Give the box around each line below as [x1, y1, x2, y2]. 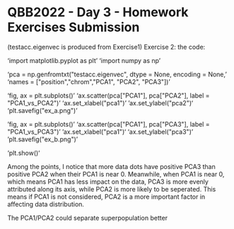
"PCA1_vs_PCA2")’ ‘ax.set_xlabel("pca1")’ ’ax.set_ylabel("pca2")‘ [7, 98, 193, 107]
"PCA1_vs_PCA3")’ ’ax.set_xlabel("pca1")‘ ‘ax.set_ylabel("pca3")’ [7, 127, 194, 136]
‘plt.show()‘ [7, 148, 40, 157]
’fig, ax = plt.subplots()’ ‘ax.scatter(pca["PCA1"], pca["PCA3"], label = [7, 119, 210, 128]
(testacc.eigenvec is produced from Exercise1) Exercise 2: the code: [7, 42, 206, 51]
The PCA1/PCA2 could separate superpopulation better [7, 213, 168, 222]
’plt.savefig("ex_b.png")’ [7, 135, 78, 143]
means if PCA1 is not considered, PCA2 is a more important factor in [7, 192, 206, 201]
